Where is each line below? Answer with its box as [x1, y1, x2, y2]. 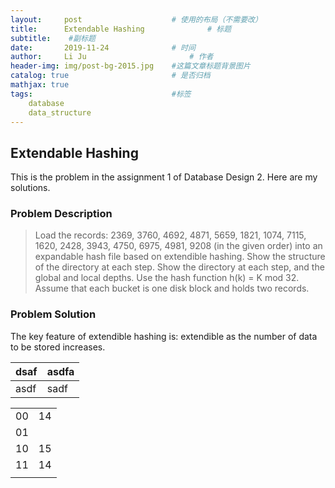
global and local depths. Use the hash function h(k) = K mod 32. [34, 272, 300, 284]
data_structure [28, 107, 92, 118]
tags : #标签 [10, 89, 192, 99]
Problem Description [10, 207, 113, 221]
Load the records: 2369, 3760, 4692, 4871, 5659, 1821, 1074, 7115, [34, 229, 307, 241]
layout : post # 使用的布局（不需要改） [10, 14, 263, 25]
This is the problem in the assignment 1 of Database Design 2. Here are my [10, 171, 318, 183]
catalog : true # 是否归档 [10, 71, 211, 81]
